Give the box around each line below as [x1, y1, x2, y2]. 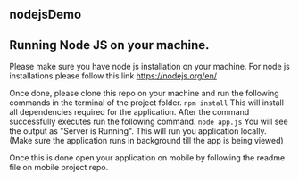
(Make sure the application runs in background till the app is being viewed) [9, 136, 284, 146]
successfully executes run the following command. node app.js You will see [9, 116, 288, 128]
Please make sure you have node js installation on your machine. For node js [9, 62, 290, 72]
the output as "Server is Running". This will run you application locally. [9, 126, 267, 136]
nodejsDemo [9, 7, 82, 22]
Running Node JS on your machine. [9, 37, 210, 53]
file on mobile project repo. [9, 162, 109, 173]
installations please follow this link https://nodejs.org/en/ [9, 70, 217, 81]
